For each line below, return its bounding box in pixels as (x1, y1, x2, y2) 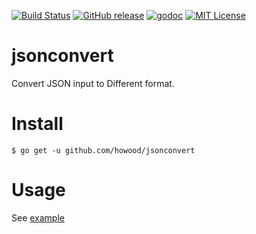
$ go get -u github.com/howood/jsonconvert (11, 145, 196, 155)
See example (11, 211, 65, 224)
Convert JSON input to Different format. (11, 77, 175, 89)
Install (11, 113, 64, 135)
